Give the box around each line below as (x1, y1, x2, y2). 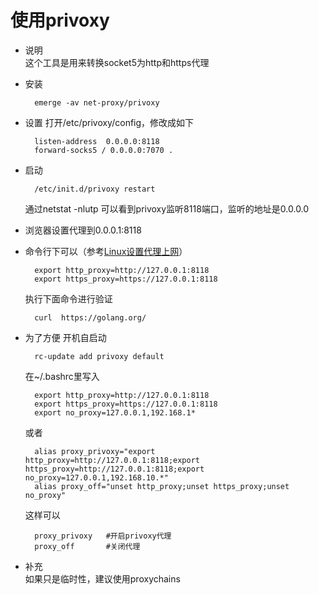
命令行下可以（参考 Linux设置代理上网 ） (24, 245, 188, 257)
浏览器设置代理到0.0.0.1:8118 (24, 224, 142, 236)
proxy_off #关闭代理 (34, 541, 141, 551)
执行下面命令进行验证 (24, 292, 113, 305)
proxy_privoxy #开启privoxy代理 (34, 531, 172, 541)
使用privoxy (10, 9, 110, 32)
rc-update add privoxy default (34, 351, 165, 361)
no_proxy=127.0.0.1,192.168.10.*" (24, 472, 169, 483)
